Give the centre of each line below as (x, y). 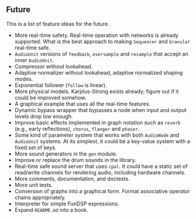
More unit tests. (34, 185)
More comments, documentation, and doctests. (72, 178)
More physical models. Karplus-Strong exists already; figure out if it (97, 91)
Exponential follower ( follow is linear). (61, 85)
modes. (24, 79)
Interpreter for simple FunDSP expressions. (67, 203)
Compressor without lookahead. (54, 66)
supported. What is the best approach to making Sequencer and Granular (102, 41)
